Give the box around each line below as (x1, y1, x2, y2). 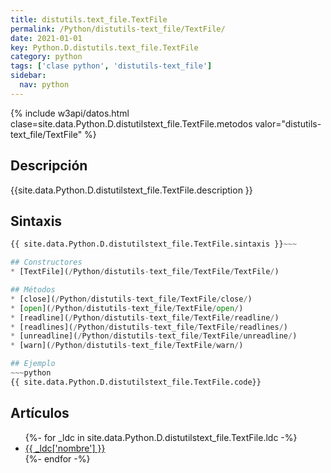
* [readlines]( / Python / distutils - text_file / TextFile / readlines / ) (10, 322, 288, 332)
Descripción (10, 157, 88, 175)
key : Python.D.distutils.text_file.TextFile (10, 42, 199, 53)
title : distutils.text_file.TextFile (10, 14, 168, 25)
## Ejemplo (10, 359, 56, 369)
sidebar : (10, 71, 47, 81)
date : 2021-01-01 (10, 33, 83, 43)
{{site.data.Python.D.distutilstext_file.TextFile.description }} (10, 184, 253, 196)
